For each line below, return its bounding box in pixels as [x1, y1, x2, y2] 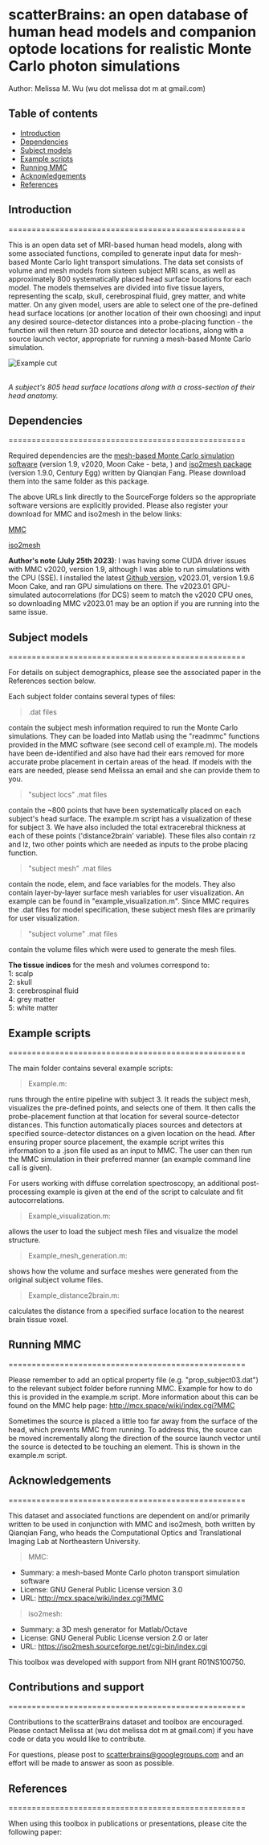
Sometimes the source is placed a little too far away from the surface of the [8, 1416, 259, 1426]
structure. [8, 1235, 41, 1245]
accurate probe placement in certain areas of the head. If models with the [8, 757, 252, 767]
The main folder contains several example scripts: [8, 1064, 173, 1073]
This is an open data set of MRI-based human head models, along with [8, 240, 243, 249]
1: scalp [8, 969, 34, 978]
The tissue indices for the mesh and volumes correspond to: [8, 960, 210, 970]
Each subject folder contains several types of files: [8, 692, 176, 702]
